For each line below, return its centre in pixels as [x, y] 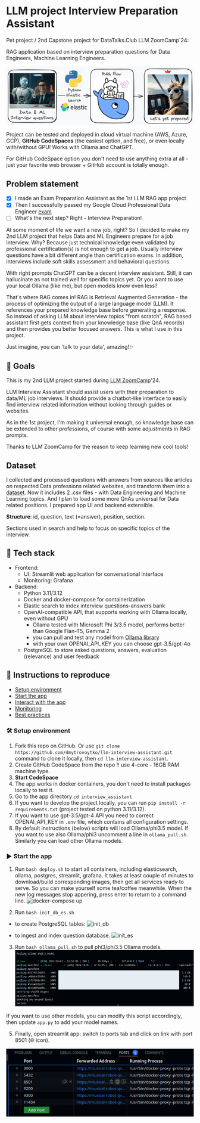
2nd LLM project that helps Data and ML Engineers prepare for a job [90, 236]
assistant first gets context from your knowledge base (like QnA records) [95, 322]
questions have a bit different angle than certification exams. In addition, [95, 255]
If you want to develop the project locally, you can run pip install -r [100, 802]
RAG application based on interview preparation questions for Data [88, 51]
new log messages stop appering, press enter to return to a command [100, 895]
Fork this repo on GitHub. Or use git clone [67, 746]
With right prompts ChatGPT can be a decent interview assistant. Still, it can [99, 273]
